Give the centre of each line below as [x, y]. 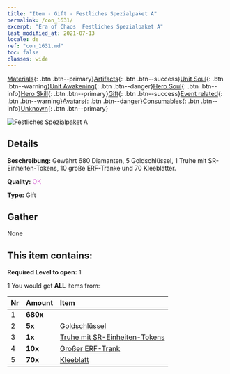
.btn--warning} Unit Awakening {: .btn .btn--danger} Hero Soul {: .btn [103, 86]
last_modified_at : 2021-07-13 [51, 33]
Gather [23, 217]
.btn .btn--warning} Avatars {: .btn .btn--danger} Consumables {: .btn [103, 101]
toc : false [23, 53]
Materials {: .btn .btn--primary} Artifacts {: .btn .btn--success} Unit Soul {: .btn [116, 79]
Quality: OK [24, 181]
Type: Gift [22, 195]
